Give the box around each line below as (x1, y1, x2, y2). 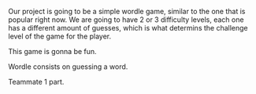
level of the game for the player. (8, 31, 112, 41)
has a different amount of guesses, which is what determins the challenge (8, 23, 248, 32)
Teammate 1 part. (8, 78, 65, 86)
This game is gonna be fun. (8, 47, 97, 56)
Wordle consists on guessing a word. (8, 62, 128, 71)
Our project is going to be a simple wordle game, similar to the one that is (8, 7, 246, 16)
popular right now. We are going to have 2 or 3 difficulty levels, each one (8, 15, 244, 24)
